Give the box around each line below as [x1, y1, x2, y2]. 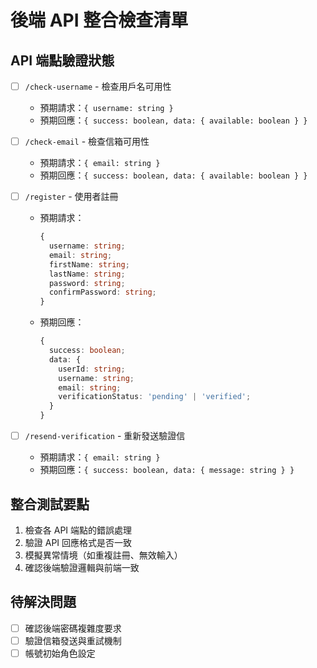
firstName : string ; [48, 259, 130, 270]
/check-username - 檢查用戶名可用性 [24, 81, 172, 92]
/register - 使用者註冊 [24, 191, 119, 203]
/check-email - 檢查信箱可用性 [24, 136, 150, 148]
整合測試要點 [10, 496, 90, 513]
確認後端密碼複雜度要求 [24, 622, 122, 634]
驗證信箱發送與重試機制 [24, 634, 122, 646]
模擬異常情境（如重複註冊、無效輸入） [24, 549, 183, 561]
